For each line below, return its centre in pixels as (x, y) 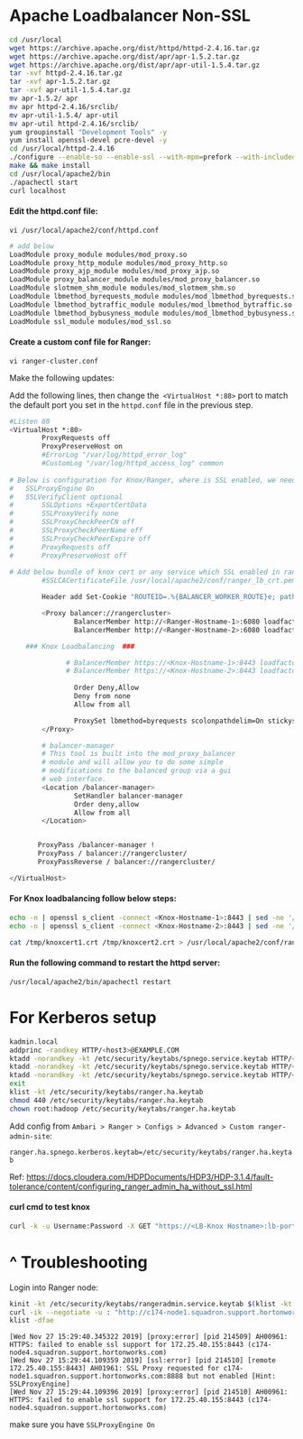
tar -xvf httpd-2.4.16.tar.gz (66, 73)
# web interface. (74, 779)
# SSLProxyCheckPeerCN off (72, 522)
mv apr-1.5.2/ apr (44, 99)
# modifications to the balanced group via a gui (137, 771)
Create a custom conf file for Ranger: (80, 342)
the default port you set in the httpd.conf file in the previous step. (132, 405)
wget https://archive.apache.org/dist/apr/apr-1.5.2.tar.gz (125, 56)
